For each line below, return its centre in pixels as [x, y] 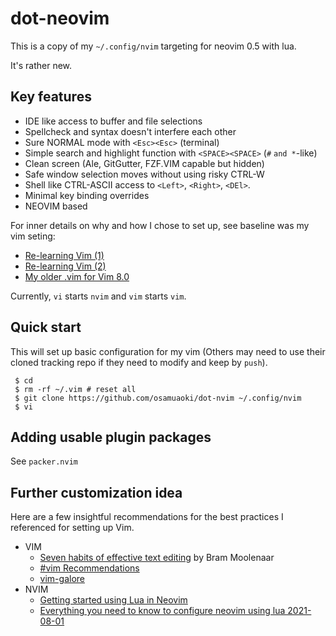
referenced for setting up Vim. [72, 528]
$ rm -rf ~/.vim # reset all [75, 389]
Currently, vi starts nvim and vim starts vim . [98, 296]
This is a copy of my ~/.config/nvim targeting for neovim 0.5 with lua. [153, 46]
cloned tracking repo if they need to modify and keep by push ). [139, 362]
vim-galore [62, 579]
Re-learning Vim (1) [64, 255]
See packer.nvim [44, 461]
